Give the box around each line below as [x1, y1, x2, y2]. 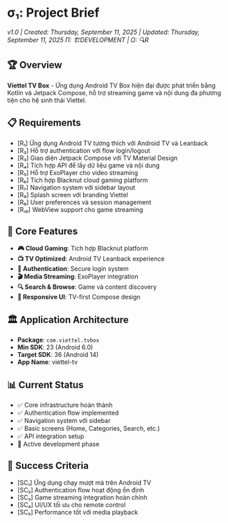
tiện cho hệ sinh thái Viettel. [7, 96, 87, 104]
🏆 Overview [7, 59, 62, 71]
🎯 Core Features [7, 225, 78, 237]
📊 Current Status [7, 379, 84, 390]
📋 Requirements [7, 117, 81, 129]
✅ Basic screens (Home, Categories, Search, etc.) [17, 424, 161, 432]
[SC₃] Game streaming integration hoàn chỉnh [17, 493, 148, 501]
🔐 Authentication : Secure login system [17, 265, 130, 273]
